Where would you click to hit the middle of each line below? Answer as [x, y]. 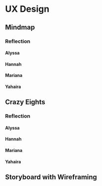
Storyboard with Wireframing [51, 177]
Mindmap [20, 27]
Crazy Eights [25, 102]
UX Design [27, 9]
